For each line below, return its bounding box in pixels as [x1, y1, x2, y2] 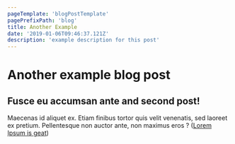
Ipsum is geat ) [7, 128, 50, 138]
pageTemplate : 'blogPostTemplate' [7, 10, 110, 18]
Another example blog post [7, 67, 171, 83]
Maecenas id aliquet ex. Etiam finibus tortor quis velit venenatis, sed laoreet [7, 114, 228, 122]
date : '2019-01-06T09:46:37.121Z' [7, 30, 110, 37]
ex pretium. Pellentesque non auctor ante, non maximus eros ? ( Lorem [7, 121, 212, 130]
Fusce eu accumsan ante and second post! [7, 95, 200, 107]
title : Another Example [7, 23, 78, 30]
